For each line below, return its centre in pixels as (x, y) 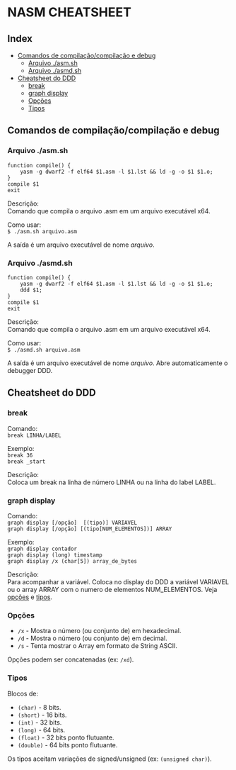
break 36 (20, 455)
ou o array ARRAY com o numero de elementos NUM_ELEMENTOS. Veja (112, 589)
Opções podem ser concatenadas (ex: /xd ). (71, 659)
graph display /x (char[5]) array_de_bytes (72, 561)
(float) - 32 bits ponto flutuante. (66, 737)
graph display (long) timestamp (55, 555)
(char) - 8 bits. (39, 707)
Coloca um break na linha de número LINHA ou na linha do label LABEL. (112, 482)
